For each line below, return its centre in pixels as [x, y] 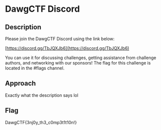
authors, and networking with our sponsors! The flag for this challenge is [78, 63]
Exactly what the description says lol [42, 95]
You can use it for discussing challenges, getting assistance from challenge [81, 58]
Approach [20, 83]
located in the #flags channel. [35, 68]
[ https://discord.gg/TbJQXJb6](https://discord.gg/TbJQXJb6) [67, 48]
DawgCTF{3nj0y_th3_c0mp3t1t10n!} [41, 122]
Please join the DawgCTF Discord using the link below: [60, 39]
